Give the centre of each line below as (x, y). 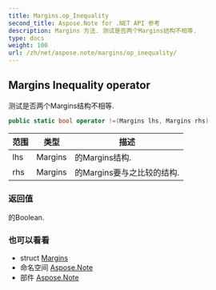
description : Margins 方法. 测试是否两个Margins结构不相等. (103, 30)
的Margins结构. (103, 157)
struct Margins (44, 258)
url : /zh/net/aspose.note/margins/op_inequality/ (93, 53)
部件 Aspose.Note (49, 278)
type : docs (26, 38)
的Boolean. (26, 217)
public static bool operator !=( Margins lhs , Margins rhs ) (109, 121)
